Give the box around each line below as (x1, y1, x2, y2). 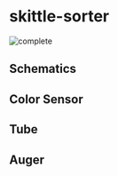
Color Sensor (9, 92, 84, 107)
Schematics (9, 61, 77, 76)
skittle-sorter (9, 6, 110, 27)
